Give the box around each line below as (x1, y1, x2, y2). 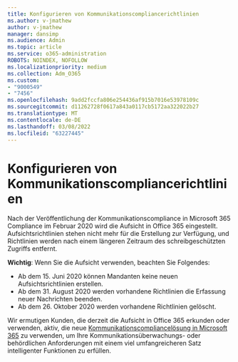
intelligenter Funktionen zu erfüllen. (7, 346, 112, 355)
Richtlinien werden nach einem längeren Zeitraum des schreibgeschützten (7, 237, 226, 246)
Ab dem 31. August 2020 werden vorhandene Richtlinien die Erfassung (17, 287, 226, 296)
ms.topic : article (7, 43, 62, 51)
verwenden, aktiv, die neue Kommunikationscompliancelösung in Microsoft (7, 324, 228, 332)
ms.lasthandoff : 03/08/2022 (7, 123, 91, 130)
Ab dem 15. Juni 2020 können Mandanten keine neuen (17, 272, 178, 281)
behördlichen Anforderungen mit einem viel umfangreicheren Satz (7, 339, 202, 348)
